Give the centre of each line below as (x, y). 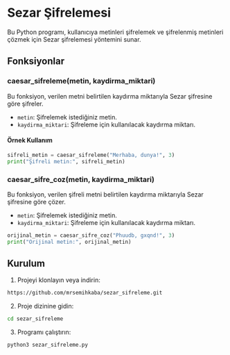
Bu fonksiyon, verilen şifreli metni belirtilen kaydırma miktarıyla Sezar (106, 194)
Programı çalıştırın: (44, 332)
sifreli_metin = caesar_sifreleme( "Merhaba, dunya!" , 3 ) (91, 155)
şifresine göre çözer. (36, 201)
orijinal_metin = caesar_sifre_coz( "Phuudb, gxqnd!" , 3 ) (91, 235)
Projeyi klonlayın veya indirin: (59, 280)
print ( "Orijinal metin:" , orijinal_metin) (69, 242)
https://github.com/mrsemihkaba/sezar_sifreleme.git (85, 293)
